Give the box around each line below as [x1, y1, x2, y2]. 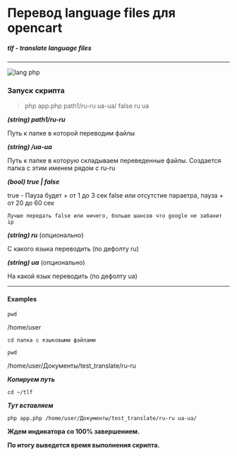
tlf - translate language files [7, 44, 92, 52]
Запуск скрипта [7, 86, 65, 96]
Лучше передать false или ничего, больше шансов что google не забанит [7, 212, 222, 220]
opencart [7, 20, 63, 36]
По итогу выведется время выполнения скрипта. [7, 440, 160, 449]
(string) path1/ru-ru [7, 115, 66, 124]
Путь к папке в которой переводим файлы [7, 129, 135, 138]
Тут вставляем [7, 401, 54, 409]
